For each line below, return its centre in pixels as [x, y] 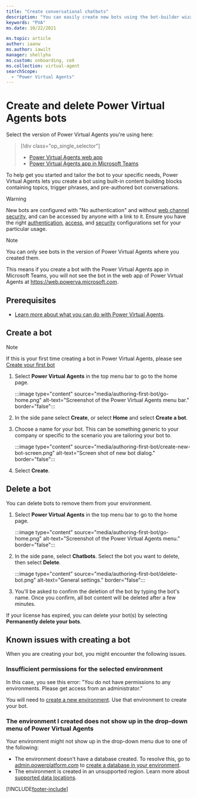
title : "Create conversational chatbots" [57, 11]
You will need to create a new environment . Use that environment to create [96, 699]
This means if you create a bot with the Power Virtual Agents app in [87, 269]
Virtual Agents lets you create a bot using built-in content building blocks [94, 181]
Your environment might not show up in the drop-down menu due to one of [97, 742]
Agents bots [36, 118]
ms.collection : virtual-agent [43, 66]
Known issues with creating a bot [68, 640]
